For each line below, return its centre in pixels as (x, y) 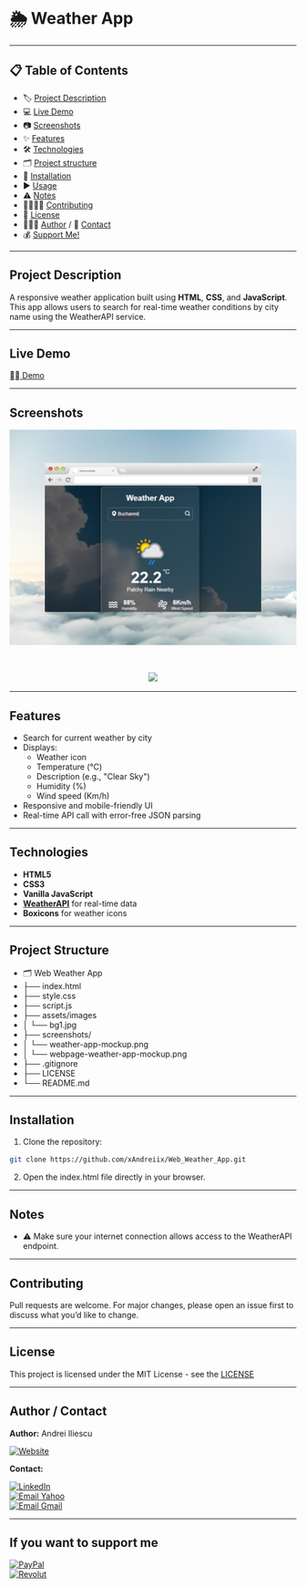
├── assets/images (60, 1015)
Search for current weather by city (87, 737)
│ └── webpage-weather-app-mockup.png (105, 1054)
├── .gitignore (50, 1063)
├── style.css (49, 995)
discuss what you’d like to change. (74, 1315)
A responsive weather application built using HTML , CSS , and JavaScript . (148, 297)
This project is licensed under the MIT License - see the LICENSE (132, 1374)
